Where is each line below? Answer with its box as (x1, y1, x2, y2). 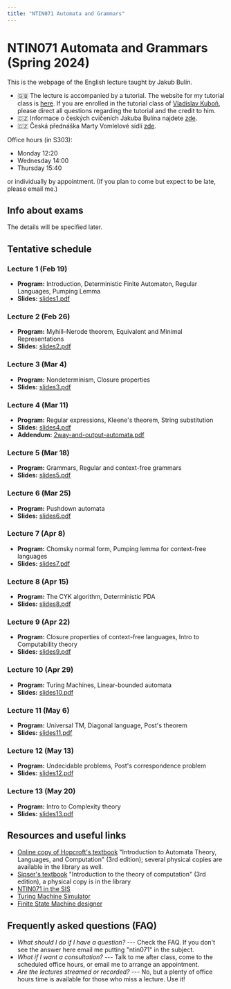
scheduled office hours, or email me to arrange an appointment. (17, 961, 200, 969)
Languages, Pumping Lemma (17, 287, 101, 296)
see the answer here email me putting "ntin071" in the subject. (17, 945, 195, 954)
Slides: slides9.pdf (17, 648, 71, 656)
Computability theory (17, 640, 78, 649)
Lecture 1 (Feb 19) (7, 264, 68, 273)
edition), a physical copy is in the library (17, 877, 131, 886)
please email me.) (7, 185, 58, 193)
